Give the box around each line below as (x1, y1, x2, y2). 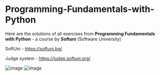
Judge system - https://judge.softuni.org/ (5, 55, 91, 61)
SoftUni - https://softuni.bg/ (5, 45, 62, 51)
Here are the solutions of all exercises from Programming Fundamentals (5, 30, 155, 36)
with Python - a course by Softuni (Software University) (5, 36, 121, 42)
